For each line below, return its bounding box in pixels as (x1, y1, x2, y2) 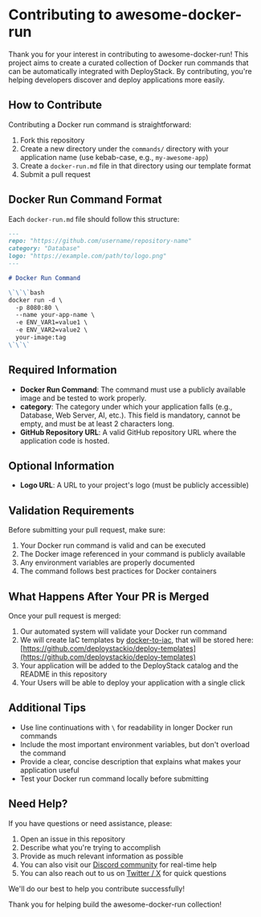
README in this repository (19, 669, 108, 679)
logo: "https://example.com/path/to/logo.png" (8, 252, 167, 261)
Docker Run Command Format (8, 193, 162, 207)
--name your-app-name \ (15, 311, 95, 319)
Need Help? (8, 797, 68, 811)
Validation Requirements (8, 504, 135, 517)
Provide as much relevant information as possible (19, 851, 184, 861)
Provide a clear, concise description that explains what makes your (19, 756, 242, 766)
